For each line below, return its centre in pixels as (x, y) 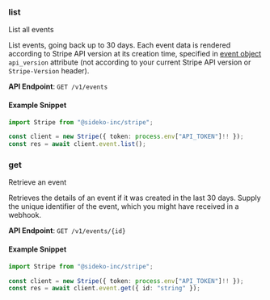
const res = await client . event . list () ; (78, 144)
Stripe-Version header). (49, 71)
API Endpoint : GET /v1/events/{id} (67, 231)
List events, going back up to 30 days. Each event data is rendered (120, 45)
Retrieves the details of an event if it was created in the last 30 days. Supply (135, 198)
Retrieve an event (38, 182)
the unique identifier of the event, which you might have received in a (124, 206)
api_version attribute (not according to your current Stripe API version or (130, 62)
